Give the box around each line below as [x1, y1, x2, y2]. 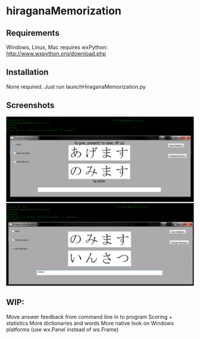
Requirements [6, 28, 60, 38]
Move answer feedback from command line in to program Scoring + [6, 313, 173, 320]
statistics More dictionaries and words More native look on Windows [6, 319, 174, 326]
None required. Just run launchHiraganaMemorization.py [6, 83, 146, 90]
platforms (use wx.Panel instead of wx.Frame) [6, 326, 119, 333]
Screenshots [6, 100, 55, 111]
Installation [6, 67, 49, 77]
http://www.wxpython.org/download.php [6, 50, 106, 57]
